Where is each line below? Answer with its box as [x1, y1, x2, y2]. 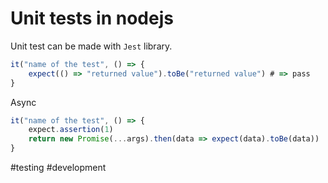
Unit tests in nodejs [10, 7, 174, 30]
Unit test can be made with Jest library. [10, 40, 173, 52]
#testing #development [10, 162, 107, 174]
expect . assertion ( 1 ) [28, 125, 114, 135]
